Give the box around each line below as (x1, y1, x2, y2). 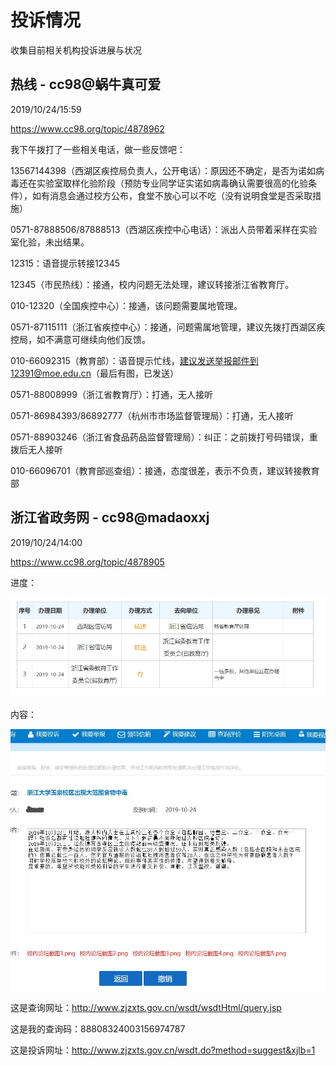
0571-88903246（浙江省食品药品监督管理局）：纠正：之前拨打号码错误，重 (10, 431, 318, 443)
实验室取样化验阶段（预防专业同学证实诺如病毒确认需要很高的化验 (36, 177, 308, 189)
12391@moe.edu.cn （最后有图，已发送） (10, 367, 179, 379)
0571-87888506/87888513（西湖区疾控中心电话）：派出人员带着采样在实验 (10, 223, 318, 235)
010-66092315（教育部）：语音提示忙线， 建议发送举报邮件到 (10, 354, 259, 366)
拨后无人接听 (10, 443, 63, 455)
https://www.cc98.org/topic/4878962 (10, 122, 165, 135)
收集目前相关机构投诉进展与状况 (10, 44, 142, 56)
